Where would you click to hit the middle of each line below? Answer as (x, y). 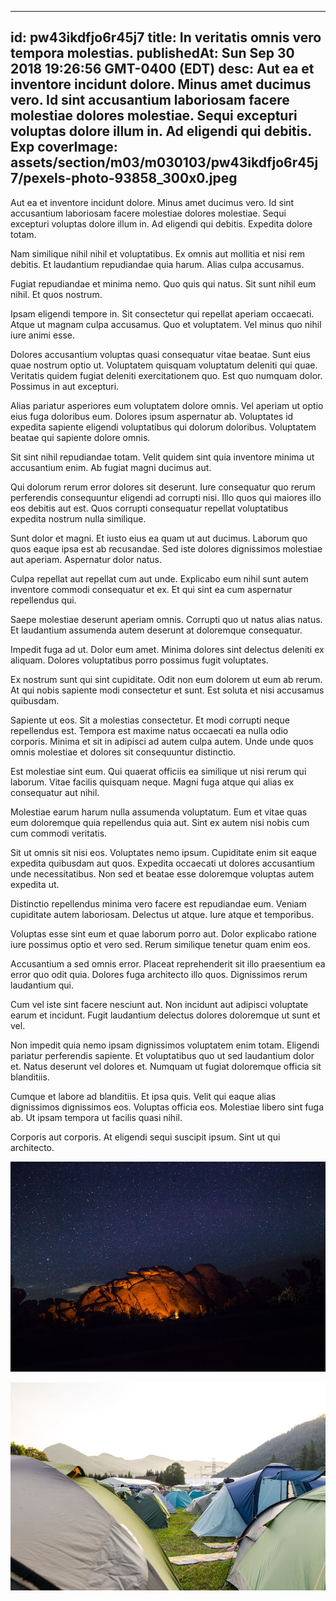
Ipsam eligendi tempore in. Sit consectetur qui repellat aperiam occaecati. (162, 313)
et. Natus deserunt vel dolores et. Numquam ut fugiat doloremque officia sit (166, 1066)
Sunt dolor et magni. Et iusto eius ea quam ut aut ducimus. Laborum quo (159, 538)
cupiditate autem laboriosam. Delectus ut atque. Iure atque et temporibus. (162, 914)
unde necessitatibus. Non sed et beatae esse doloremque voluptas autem (162, 873)
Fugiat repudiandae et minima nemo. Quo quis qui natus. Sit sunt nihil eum (163, 283)
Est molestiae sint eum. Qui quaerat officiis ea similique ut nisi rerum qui (158, 771)
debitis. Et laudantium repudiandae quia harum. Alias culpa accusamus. (157, 264)
